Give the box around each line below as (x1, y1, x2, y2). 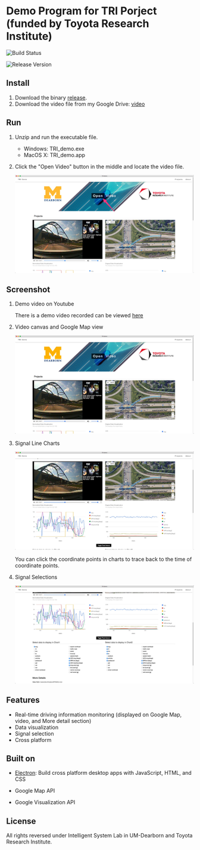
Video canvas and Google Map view (14, 323, 104, 330)
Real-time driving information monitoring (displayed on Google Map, (14, 711, 182, 718)
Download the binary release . (14, 94, 87, 101)
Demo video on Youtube (14, 300, 74, 308)
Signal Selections (14, 573, 58, 580)
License (6, 816, 36, 826)
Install (6, 78, 30, 88)
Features (6, 695, 40, 705)
